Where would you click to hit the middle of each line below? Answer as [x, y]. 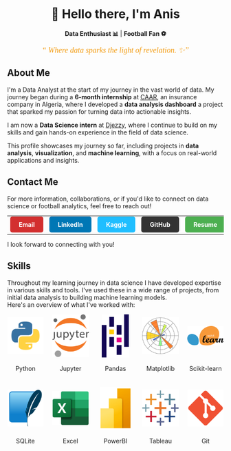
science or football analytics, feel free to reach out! [79, 206]
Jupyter [70, 368]
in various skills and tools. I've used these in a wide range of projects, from [113, 290]
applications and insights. [43, 160]
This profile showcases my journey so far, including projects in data [103, 146]
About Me [29, 73]
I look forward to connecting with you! [61, 244]
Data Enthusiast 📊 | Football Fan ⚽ [115, 33]
